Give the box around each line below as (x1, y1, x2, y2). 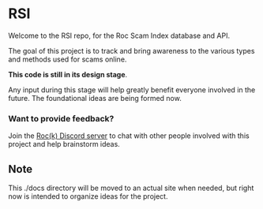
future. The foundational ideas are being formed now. (8, 93, 182, 103)
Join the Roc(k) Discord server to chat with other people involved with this (8, 131, 250, 140)
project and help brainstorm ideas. (8, 140, 120, 149)
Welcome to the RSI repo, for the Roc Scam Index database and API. (8, 31, 231, 40)
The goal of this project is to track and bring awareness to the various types (8, 46, 255, 55)
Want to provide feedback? (8, 113, 115, 124)
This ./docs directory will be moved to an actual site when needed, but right (8, 183, 254, 193)
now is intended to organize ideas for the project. (8, 192, 168, 201)
